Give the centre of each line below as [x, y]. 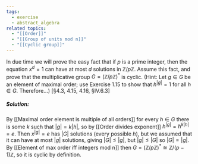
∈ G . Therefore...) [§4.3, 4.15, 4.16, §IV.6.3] [58, 90]
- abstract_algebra [36, 23]
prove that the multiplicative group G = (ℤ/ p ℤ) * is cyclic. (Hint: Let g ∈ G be [99, 76]
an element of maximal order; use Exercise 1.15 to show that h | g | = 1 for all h [99, 84]
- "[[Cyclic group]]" [38, 45]
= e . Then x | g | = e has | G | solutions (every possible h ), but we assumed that [99, 133]
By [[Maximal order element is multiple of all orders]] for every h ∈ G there [98, 119]
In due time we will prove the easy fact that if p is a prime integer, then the [97, 61]
